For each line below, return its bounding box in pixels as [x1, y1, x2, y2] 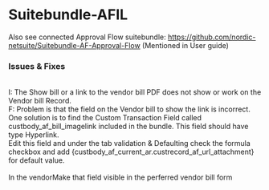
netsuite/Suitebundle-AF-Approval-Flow [8, 40, 141, 50]
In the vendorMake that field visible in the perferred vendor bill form [8, 172, 233, 182]
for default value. [8, 156, 65, 165]
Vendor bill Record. [8, 96, 72, 106]
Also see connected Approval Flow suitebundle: [8, 32, 166, 42]
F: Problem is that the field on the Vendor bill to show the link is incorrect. [8, 104, 251, 114]
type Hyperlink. [8, 130, 59, 139]
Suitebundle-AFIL [8, 6, 128, 24]
